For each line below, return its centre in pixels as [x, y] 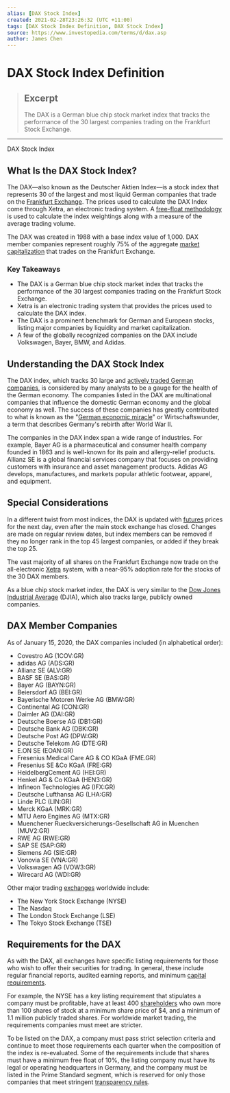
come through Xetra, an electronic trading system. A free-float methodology [115, 209]
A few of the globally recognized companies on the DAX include [107, 335]
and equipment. [29, 482]
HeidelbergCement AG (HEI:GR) [62, 772]
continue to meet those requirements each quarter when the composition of [114, 1046]
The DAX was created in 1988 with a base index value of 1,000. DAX [103, 237]
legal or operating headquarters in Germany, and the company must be [107, 1068]
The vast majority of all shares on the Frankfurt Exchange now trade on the [113, 562]
